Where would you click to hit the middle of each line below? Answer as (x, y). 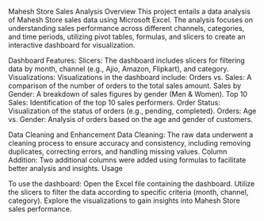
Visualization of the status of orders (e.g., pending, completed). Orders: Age (132, 111)
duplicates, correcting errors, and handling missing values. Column (118, 151)
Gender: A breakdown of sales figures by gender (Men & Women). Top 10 (128, 94)
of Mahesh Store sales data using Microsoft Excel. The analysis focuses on (131, 20)
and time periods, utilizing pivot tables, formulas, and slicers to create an (127, 36)
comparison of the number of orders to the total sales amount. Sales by (125, 86)
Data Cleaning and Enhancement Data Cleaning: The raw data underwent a (131, 135)
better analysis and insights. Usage (65, 168)
